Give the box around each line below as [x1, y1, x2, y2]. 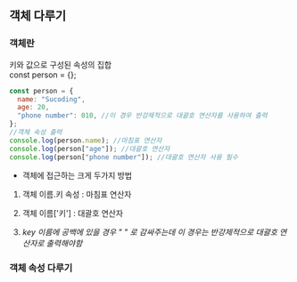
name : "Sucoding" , [17, 94, 87, 104]
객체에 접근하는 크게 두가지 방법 [21, 170, 132, 181]
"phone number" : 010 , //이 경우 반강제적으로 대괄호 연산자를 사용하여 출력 [17, 111, 268, 120]
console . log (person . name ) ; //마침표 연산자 [9, 136, 162, 145]
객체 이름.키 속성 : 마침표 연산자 [21, 189, 132, 199]
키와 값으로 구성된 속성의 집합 [9, 59, 112, 69]
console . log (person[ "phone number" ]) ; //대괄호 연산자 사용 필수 [9, 152, 239, 162]
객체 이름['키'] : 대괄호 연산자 [21, 207, 123, 218]
